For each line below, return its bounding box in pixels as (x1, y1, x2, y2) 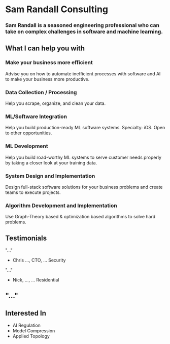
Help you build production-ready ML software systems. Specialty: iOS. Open (5, 125, 165, 131)
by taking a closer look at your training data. (5, 159, 97, 166)
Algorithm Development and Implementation (5, 202, 118, 209)
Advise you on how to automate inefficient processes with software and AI (5, 70, 161, 77)
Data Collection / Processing (5, 89, 77, 96)
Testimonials (5, 234, 47, 242)
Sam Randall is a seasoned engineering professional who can (5, 22, 160, 29)
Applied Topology (12, 333, 50, 339)
